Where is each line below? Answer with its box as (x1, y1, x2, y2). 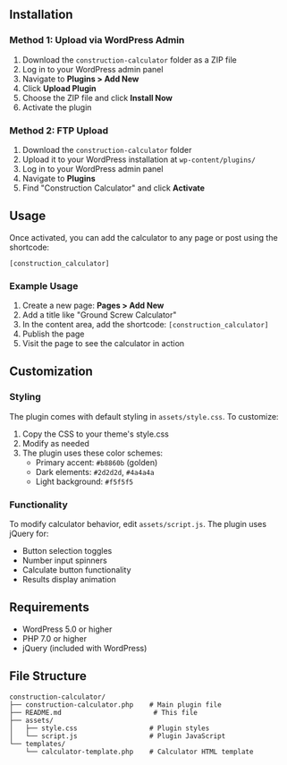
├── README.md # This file (9, 708, 198, 717)
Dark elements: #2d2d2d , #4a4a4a (35, 466, 155, 477)
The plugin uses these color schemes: (21, 447, 164, 458)
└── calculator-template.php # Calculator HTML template (25, 747, 254, 756)
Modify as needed (21, 438, 89, 448)
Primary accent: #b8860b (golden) (35, 456, 158, 468)
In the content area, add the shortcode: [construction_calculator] (21, 319, 269, 330)
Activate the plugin (21, 102, 92, 113)
